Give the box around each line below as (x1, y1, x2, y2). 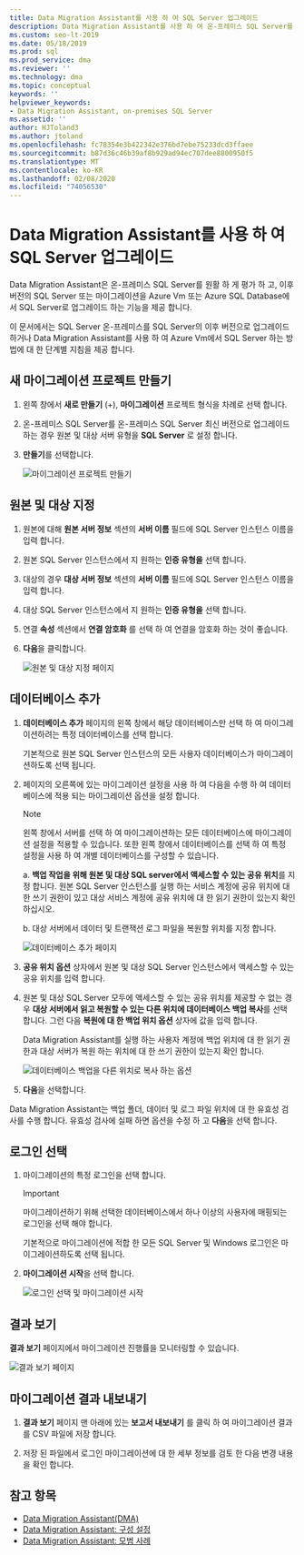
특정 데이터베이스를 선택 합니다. (62, 729, 174, 740)
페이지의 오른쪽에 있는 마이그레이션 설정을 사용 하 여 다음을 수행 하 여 (22, 779, 268, 790)
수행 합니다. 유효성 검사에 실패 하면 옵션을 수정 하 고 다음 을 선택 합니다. (25, 1115, 278, 1126)
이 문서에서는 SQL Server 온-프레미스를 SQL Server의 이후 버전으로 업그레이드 (9, 321, 290, 332)
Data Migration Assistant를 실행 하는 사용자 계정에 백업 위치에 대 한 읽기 (22, 1034, 281, 1045)
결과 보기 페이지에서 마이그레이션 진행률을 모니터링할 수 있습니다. (9, 1343, 240, 1354)
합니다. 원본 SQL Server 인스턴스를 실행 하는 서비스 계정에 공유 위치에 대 (32, 880, 290, 892)
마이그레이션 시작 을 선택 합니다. (22, 1268, 134, 1279)
